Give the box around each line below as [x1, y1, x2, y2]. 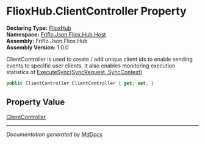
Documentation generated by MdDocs [6, 131, 103, 138]
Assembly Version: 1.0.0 [6, 44, 69, 51]
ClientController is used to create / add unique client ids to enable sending [6, 55, 193, 63]
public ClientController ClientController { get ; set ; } [6, 80, 154, 86]
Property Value [6, 97, 65, 108]
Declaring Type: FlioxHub [6, 24, 71, 32]
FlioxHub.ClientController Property [6, 4, 187, 18]
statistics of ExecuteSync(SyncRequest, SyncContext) [6, 68, 143, 75]
